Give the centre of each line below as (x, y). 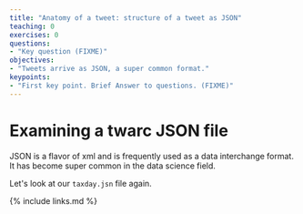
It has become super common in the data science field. (113, 166)
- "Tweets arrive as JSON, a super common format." (109, 69)
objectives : (32, 60)
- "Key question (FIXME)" (58, 52)
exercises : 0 (34, 35)
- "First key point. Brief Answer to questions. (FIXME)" (121, 86)
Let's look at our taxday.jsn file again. (81, 183)
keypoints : (30, 77)
